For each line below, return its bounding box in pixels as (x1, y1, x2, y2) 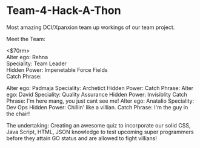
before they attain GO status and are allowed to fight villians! (6, 134, 158, 142)
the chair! (6, 110, 30, 117)
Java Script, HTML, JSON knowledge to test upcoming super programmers (6, 128, 194, 135)
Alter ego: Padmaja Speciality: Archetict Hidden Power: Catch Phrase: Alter (6, 84, 194, 91)
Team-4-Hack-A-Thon (6, 4, 121, 18)
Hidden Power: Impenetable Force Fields (6, 66, 108, 73)
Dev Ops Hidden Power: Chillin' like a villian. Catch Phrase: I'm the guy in (6, 103, 188, 111)
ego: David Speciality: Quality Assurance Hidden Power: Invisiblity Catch (6, 91, 188, 98)
